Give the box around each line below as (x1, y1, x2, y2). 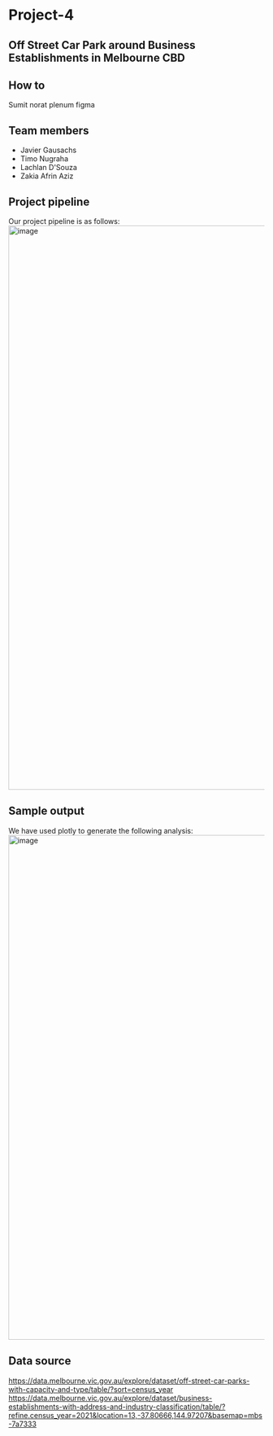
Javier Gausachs (19, 145, 77, 155)
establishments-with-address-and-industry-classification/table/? (8, 1402, 226, 1412)
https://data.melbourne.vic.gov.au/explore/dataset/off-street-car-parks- (8, 1376, 250, 1386)
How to (8, 78, 45, 92)
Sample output (8, 804, 85, 818)
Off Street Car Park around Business (8, 38, 196, 52)
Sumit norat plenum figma (8, 100, 95, 110)
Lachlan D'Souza (19, 163, 77, 173)
